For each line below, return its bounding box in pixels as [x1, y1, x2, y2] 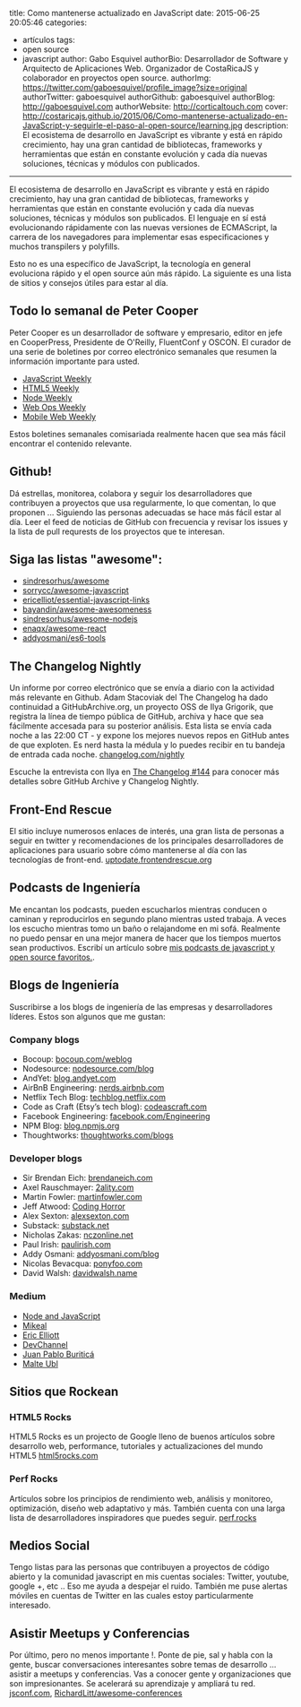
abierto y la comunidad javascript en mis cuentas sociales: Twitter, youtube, [9, 1572, 289, 1582]
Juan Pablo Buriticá [21, 1349, 95, 1359]
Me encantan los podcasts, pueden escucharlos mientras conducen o [9, 904, 267, 915]
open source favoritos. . [9, 952, 96, 962]
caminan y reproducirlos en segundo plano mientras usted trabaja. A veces [9, 913, 287, 924]
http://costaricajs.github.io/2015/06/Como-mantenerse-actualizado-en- [21, 111, 288, 121]
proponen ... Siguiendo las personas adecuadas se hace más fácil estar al [9, 506, 282, 518]
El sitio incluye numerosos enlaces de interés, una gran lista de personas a [9, 826, 285, 837]
